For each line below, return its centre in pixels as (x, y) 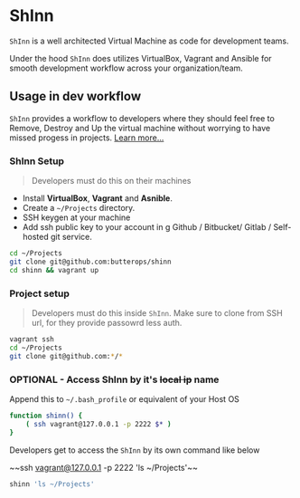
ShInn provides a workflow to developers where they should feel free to (142, 118)
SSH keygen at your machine (76, 217)
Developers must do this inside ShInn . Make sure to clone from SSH (157, 312)
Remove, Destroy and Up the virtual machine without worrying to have (140, 128)
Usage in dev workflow (75, 96)
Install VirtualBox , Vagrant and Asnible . (98, 198)
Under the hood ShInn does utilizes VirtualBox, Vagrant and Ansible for (141, 58)
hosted (36, 237)
